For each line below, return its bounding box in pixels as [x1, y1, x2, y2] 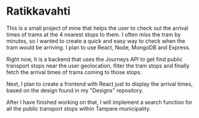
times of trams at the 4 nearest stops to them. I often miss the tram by [6, 30, 181, 38]
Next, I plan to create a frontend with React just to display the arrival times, [6, 80, 193, 88]
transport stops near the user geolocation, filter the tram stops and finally [6, 62, 190, 69]
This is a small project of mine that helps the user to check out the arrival [6, 24, 189, 32]
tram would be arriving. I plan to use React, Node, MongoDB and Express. [6, 44, 191, 51]
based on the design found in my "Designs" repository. [6, 86, 144, 94]
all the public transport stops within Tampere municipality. [6, 105, 151, 112]
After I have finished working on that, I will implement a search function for [6, 99, 193, 106]
